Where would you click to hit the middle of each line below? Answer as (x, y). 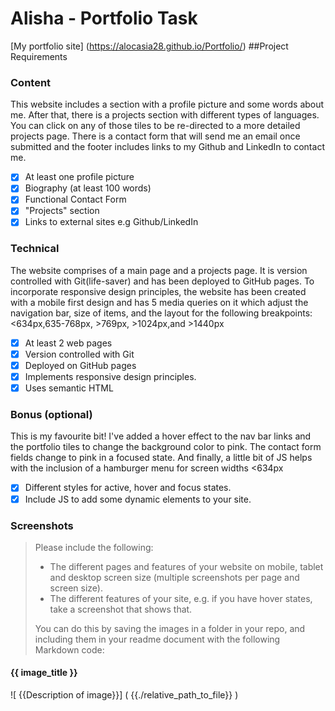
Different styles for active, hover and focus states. (128, 488)
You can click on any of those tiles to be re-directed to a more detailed (155, 126)
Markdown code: (69, 649)
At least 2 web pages (68, 343)
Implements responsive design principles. (110, 377)
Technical (35, 249)
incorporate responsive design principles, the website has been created (158, 291)
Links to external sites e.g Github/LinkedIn (111, 222)
